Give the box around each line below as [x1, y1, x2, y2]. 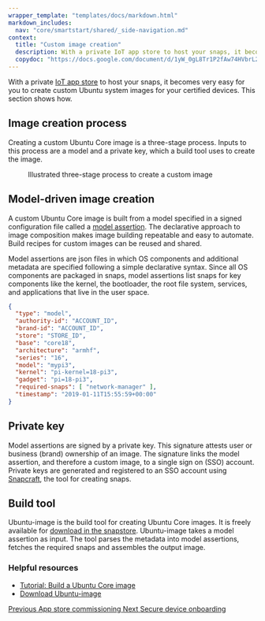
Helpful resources [8, 563, 79, 574]
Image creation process [8, 117, 128, 130]
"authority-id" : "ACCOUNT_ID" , [15, 317, 118, 325]
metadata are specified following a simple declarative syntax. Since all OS [8, 262, 248, 272]
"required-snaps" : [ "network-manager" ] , [15, 383, 157, 391]
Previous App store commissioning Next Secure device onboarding [8, 604, 226, 613]
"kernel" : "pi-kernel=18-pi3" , [15, 368, 118, 377]
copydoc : [15, 56, 44, 64]
